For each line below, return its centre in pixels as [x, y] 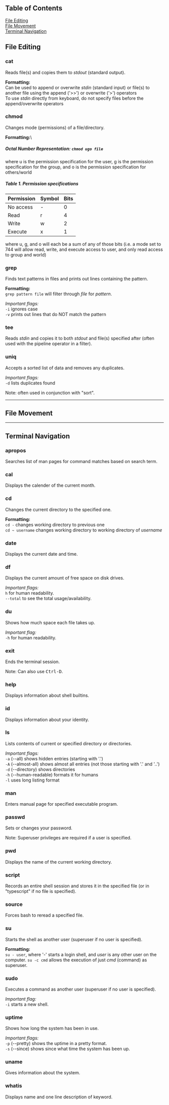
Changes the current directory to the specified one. [59, 509]
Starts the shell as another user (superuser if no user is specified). [74, 939]
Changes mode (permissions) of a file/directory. [55, 127]
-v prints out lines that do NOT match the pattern [56, 314]
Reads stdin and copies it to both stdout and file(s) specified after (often [80, 338]
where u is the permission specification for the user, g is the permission [79, 161]
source [14, 904]
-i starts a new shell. [27, 1004]
